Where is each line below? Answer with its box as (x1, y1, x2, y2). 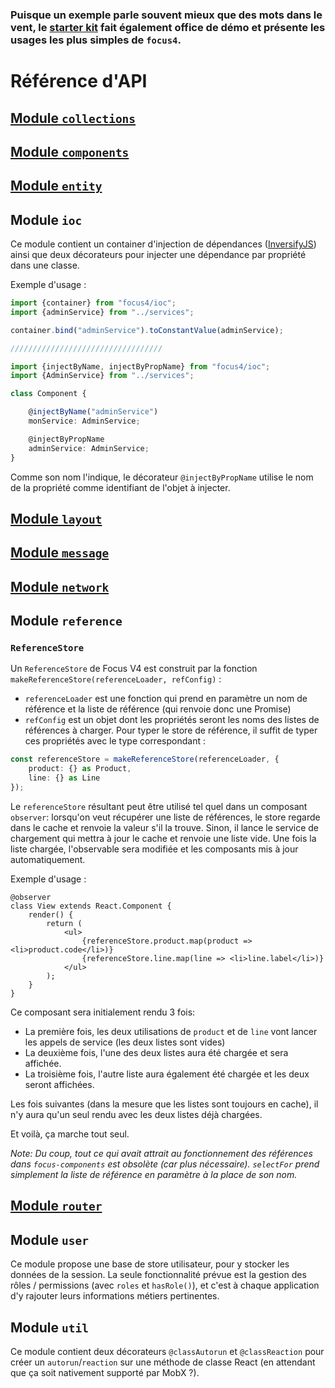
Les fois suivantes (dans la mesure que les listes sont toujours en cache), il (10, 1098, 319, 1110)
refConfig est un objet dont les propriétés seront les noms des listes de (24, 714, 320, 726)
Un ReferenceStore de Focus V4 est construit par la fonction (10, 663, 258, 675)
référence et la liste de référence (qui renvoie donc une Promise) (24, 703, 292, 715)
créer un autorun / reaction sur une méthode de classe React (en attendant (10, 1356, 316, 1368)
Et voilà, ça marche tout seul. (10, 1128, 130, 1140)
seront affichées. (24, 1078, 95, 1090)
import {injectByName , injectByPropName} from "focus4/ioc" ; (10, 361, 271, 372)
